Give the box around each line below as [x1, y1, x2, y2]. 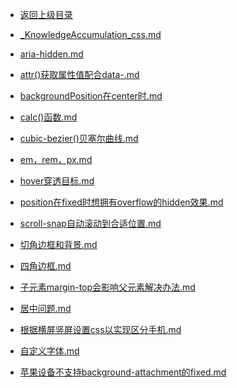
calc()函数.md [19, 111, 78, 123]
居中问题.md [19, 303, 72, 314]
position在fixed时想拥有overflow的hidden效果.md [19, 196, 224, 208]
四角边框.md [19, 260, 72, 272]
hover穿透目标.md [19, 175, 95, 187]
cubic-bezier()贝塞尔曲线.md [19, 133, 139, 144]
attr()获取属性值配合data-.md [19, 69, 140, 80]
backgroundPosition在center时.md [19, 90, 163, 102]
